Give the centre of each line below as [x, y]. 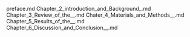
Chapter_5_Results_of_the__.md [45, 21]
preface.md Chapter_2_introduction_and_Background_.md [79, 9]
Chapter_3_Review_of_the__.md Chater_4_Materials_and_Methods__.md [95, 15]
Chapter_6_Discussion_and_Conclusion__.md [62, 27]
